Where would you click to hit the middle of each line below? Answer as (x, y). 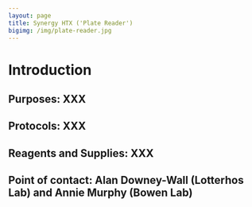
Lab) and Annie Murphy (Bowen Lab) (101, 193)
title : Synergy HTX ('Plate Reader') (71, 23)
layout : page (30, 16)
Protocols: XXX (47, 126)
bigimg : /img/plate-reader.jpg (60, 30)
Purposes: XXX (47, 99)
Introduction (50, 70)
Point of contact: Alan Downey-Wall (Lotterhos (126, 180)
